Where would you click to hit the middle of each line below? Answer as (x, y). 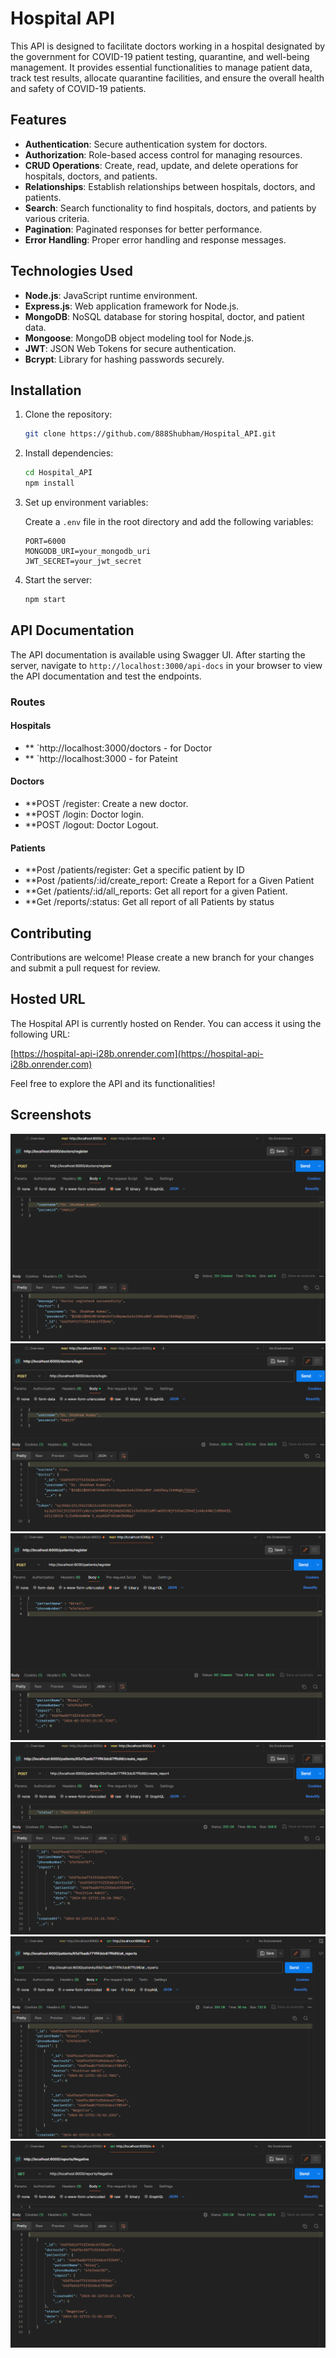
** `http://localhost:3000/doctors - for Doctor (118, 748)
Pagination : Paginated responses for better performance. (143, 229)
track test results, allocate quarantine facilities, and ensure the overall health (167, 78)
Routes (28, 702)
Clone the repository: (68, 414)
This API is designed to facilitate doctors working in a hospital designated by (168, 46)
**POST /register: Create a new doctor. (106, 804)
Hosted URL (48, 999)
